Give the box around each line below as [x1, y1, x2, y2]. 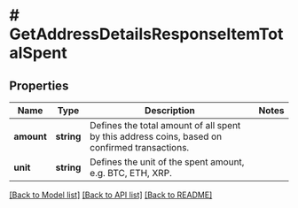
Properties [9, 78, 69, 93]
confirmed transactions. [90, 142, 190, 153]
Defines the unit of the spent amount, [90, 156, 245, 168]
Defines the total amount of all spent [90, 119, 241, 131]
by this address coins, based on [90, 130, 223, 143]
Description [145, 104, 195, 116]
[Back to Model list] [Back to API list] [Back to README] [9, 189, 213, 200]
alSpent [9, 43, 68, 63]
